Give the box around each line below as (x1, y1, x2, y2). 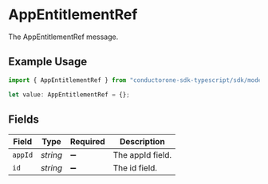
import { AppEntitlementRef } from (8, 76, 127, 84)
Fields (8, 112, 40, 126)
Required (69, 136, 105, 147)
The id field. (112, 162, 158, 174)
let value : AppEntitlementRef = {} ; (8, 90, 130, 99)
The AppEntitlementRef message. (8, 32, 119, 41)
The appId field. (112, 150, 172, 161)
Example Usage (8, 55, 88, 69)
